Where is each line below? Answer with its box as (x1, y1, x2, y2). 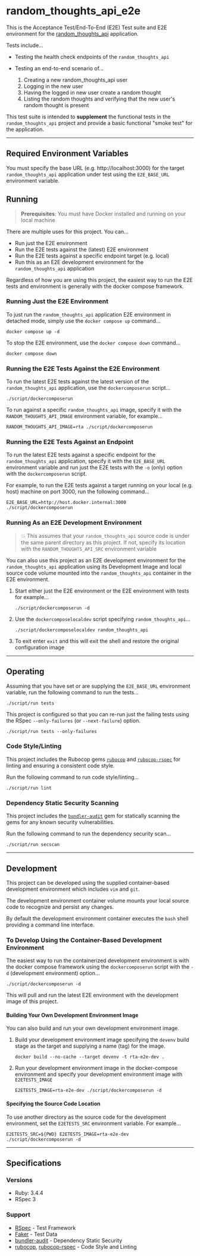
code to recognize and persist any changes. (6, 903, 114, 910)
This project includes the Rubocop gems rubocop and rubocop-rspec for (6, 756, 181, 763)
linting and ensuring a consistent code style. (6, 762, 115, 769)
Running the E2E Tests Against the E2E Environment (6, 364, 160, 372)
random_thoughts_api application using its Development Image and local (6, 563, 182, 570)
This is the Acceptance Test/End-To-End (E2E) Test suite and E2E (6, 24, 167, 31)
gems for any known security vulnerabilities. (6, 819, 115, 826)
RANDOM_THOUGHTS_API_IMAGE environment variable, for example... (6, 412, 162, 420)
